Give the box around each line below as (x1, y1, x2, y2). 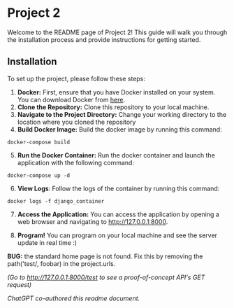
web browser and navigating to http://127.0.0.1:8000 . (17, 217, 168, 225)
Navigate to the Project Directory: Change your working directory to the (17, 110, 227, 118)
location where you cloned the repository (17, 118, 136, 126)
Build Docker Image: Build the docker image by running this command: (17, 125, 222, 134)
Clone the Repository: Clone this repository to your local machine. (17, 103, 210, 111)
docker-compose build (7, 139, 71, 146)
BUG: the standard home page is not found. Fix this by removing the (7, 252, 203, 260)
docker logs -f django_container (7, 197, 105, 204)
